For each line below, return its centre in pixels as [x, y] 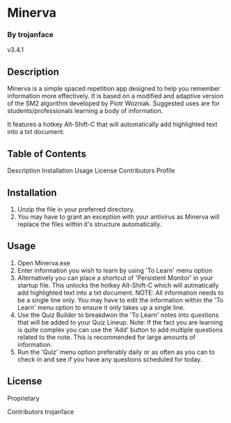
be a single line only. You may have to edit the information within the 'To [120, 300]
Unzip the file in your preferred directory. [76, 209]
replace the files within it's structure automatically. [89, 224]
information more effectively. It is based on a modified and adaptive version [115, 96]
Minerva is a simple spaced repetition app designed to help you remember [114, 89]
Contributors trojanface [41, 411]
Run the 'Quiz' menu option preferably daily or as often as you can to [116, 352]
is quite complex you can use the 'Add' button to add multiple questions [120, 329]
